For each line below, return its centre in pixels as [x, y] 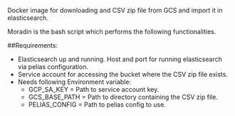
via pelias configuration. [53, 67]
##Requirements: [33, 45]
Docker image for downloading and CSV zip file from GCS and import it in [115, 10]
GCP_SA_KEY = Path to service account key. [94, 89]
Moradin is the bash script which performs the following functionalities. [112, 32]
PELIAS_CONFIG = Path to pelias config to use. [97, 105]
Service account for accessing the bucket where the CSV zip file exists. [122, 74]
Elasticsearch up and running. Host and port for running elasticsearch [120, 59]
